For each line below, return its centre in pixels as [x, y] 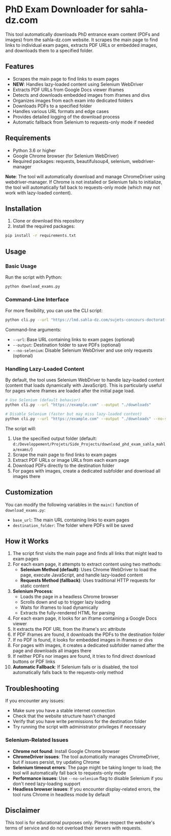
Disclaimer [23, 810]
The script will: [21, 428]
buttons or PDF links [34, 662]
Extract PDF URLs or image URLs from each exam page [71, 460]
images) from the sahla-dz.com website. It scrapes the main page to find [82, 40]
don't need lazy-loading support [46, 784]
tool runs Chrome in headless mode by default [61, 794]
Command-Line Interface [37, 299]
